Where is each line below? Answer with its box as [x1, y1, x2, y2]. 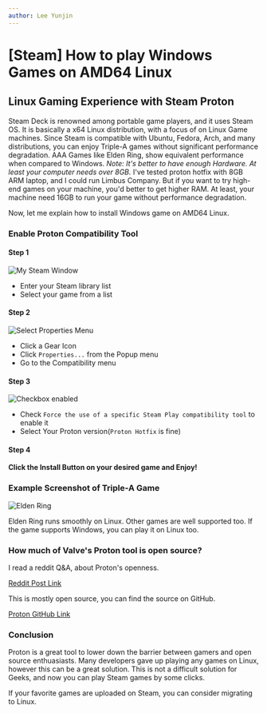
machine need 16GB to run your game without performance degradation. [8, 193, 247, 202]
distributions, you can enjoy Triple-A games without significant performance [8, 141, 259, 151]
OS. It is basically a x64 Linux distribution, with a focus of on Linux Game [8, 125, 249, 134]
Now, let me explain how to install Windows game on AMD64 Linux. [8, 208, 230, 217]
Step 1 [8, 248, 29, 257]
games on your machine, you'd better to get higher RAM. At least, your [22, 184, 255, 193]
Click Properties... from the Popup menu [19, 349, 159, 359]
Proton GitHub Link [8, 609, 71, 619]
